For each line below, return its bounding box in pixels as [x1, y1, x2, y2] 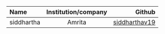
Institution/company [46, 8, 107, 16]
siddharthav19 [113, 18, 156, 26]
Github [135, 8, 156, 16]
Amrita [67, 18, 87, 26]
